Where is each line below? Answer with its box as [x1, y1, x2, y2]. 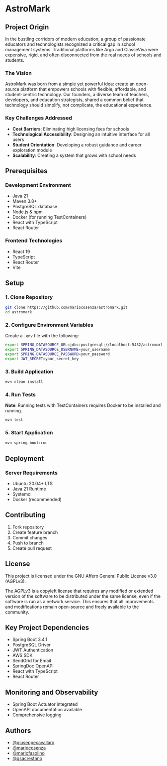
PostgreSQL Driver [12, 642, 51, 648]
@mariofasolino [12, 750, 45, 756]
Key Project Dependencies [5, 624, 89, 632]
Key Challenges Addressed [5, 115, 72, 122]
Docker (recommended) [12, 497, 62, 503]
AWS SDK [12, 652, 33, 658]
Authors [5, 726, 31, 735]
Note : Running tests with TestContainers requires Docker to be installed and [5, 402, 161, 408]
